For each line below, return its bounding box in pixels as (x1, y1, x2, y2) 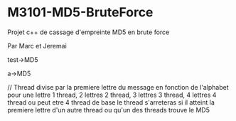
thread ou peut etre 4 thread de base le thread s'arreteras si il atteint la (7, 98, 215, 107)
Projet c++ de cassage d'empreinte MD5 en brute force (7, 28, 170, 36)
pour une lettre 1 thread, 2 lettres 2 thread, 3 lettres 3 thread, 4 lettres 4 (7, 90, 217, 99)
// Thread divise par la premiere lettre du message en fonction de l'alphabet (7, 83, 229, 91)
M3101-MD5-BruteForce (7, 4, 154, 21)
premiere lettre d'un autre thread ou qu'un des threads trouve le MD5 (7, 105, 210, 114)
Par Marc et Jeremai (7, 41, 68, 50)
